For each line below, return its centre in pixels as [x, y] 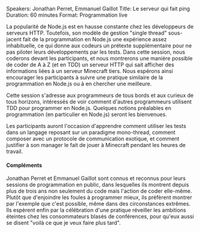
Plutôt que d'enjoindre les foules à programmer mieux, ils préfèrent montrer [99, 197]
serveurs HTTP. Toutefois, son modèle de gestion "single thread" [87, 33]
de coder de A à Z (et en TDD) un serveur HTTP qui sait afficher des [90, 65]
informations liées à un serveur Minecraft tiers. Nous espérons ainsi [90, 71]
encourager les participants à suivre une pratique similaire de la [85, 77]
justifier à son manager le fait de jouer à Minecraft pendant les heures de [96, 145]
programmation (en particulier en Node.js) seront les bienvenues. [87, 114]
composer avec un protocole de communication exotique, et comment [93, 139]
